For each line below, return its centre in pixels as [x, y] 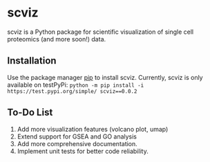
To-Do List [30, 113]
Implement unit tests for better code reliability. [83, 151]
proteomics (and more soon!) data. [57, 39]
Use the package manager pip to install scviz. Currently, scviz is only [105, 77]
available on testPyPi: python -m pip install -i [76, 85]
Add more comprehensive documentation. [77, 143]
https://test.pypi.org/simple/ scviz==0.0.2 [72, 91]
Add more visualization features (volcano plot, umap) [93, 129]
